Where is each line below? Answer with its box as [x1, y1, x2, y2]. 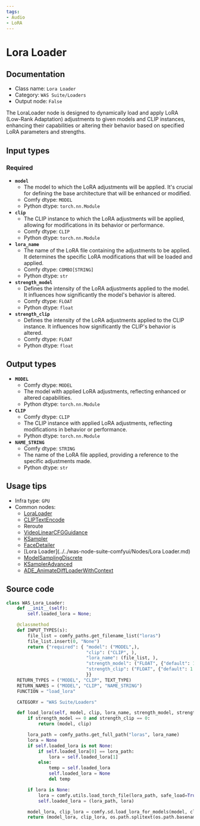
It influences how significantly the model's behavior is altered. [23, 291, 176, 298]
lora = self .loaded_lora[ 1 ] [48, 754, 118, 760]
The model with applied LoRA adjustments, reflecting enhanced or [23, 387, 186, 394]
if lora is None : [27, 787, 70, 793]
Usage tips [6, 481, 47, 491]
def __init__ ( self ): [17, 605, 68, 612]
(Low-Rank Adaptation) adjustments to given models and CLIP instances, [6, 116, 186, 123]
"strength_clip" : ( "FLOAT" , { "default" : [86, 666, 187, 672]
